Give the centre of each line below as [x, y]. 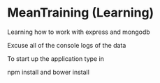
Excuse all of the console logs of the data [67, 45]
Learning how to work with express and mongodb [79, 32]
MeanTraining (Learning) [81, 13]
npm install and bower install [48, 72]
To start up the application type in [56, 58]
